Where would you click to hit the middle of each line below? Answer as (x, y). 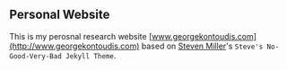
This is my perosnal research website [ (81, 36)
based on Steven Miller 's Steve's (202, 46)
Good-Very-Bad (36, 56)
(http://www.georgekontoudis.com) (74, 46)
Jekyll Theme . (91, 55)
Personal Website (60, 15)
